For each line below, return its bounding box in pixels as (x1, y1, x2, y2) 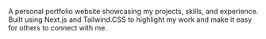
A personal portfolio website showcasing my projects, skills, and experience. (8, 7, 259, 16)
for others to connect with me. (8, 23, 107, 32)
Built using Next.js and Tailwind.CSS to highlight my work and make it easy (8, 15, 253, 24)
